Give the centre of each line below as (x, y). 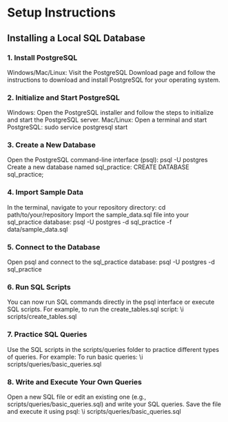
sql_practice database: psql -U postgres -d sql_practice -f (90, 222)
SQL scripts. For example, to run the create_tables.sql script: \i (95, 309)
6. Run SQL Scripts (39, 287)
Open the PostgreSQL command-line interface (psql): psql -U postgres (107, 160)
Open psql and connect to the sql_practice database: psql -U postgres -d (111, 262)
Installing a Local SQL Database (76, 38)
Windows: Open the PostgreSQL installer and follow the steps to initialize (110, 113)
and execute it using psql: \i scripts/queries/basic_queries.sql (94, 411)
